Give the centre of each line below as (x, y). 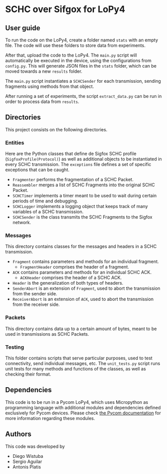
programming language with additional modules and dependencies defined (83, 407)
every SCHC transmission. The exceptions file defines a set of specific (78, 165)
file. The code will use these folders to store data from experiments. (75, 45)
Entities (15, 142)
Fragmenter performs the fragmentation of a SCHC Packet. (73, 180)
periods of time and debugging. (45, 201)
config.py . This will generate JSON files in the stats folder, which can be (81, 66)
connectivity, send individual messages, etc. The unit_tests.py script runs (83, 363)
